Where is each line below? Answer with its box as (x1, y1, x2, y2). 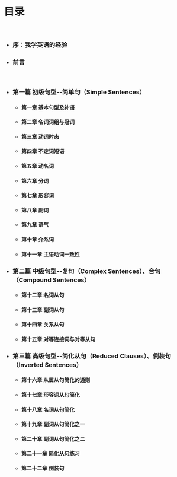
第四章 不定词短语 (21, 148, 65, 155)
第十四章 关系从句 (21, 321, 65, 328)
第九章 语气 (21, 221, 49, 228)
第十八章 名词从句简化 (21, 406, 75, 413)
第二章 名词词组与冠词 (21, 119, 75, 126)
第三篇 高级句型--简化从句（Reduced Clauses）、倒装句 (12, 352, 171, 360)
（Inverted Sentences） (12, 361, 82, 369)
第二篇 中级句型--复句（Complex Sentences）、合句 (12, 267, 161, 275)
